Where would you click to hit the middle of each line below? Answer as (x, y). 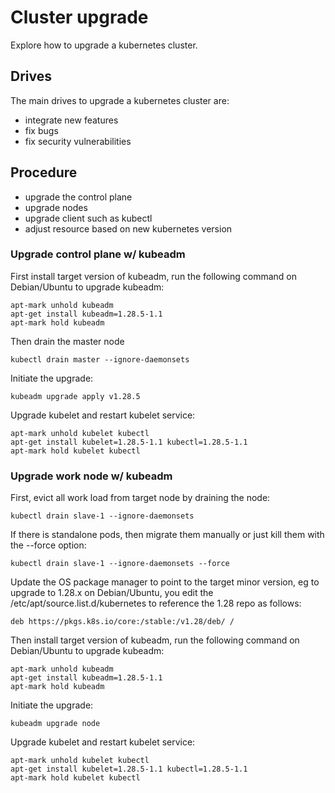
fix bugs (41, 130)
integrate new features (71, 120)
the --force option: (48, 545)
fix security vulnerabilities (78, 141)
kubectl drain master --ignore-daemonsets (100, 359)
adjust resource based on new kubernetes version (128, 228)
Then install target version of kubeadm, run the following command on (155, 640)
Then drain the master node (67, 341)
